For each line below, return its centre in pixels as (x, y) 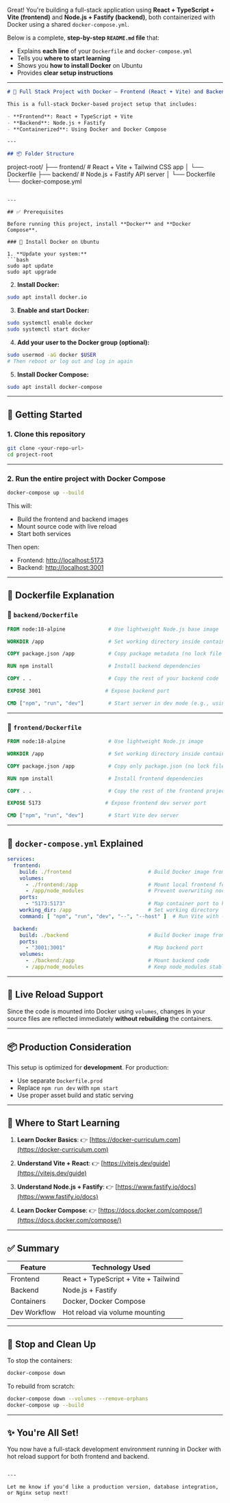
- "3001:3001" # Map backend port (114, 948)
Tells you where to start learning (64, 58)
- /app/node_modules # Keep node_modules (116, 967)
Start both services (44, 533)
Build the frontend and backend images (73, 519)
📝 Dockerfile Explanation (61, 595)
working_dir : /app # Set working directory (119, 910)
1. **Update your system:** (47, 254)
